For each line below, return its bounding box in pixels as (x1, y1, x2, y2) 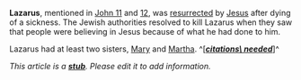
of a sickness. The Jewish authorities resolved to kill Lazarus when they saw (9, 17, 293, 28)
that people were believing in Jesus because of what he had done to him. (9, 27, 281, 36)
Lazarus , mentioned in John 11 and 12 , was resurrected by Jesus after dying (9, 8, 291, 18)
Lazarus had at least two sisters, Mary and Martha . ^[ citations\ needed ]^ (9, 44, 280, 54)
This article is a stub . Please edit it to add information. (9, 61, 211, 71)
